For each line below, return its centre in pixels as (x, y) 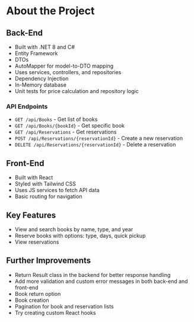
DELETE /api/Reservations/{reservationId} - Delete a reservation (95, 145)
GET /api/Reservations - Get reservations (66, 132)
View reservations (37, 242)
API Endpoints (27, 106)
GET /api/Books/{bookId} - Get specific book (69, 126)
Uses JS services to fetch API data (57, 190)
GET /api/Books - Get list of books (56, 119)
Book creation (32, 300)
